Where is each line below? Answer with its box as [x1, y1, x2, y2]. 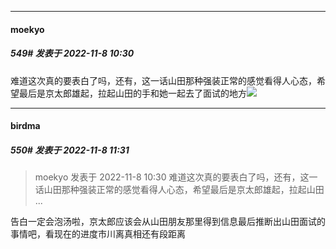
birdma [10, 120, 41, 132]
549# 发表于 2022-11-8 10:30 [10, 47, 135, 60]
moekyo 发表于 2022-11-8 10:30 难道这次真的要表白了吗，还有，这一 [34, 171, 318, 183]
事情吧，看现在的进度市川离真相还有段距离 [10, 228, 186, 240]
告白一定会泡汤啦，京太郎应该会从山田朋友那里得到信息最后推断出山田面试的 [10, 216, 326, 228]
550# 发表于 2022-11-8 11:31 [10, 144, 130, 156]
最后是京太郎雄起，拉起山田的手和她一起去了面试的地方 [18, 87, 247, 99]
